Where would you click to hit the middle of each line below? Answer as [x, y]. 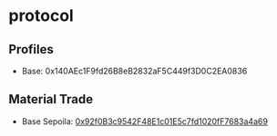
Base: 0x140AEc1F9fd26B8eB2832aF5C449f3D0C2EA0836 [134, 71]
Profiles [31, 49]
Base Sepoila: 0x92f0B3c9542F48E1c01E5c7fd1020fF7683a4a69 [144, 121]
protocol [41, 16]
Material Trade [51, 99]
